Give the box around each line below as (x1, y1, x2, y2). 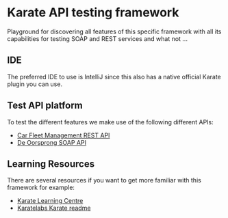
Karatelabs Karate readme (16, 204, 91, 213)
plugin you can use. (7, 80, 63, 88)
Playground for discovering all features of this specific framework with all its (7, 27, 222, 36)
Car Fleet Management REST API (16, 131, 110, 139)
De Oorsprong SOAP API (16, 138, 87, 146)
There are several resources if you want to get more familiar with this (7, 176, 202, 185)
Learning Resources (7, 158, 94, 169)
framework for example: (7, 183, 75, 192)
